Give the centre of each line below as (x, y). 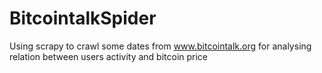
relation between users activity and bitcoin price (109, 56)
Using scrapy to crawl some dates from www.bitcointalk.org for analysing (160, 46)
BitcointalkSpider (83, 18)
